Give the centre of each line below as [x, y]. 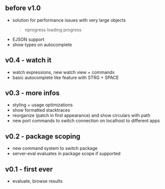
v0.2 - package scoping [43, 136]
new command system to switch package [55, 148]
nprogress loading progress [53, 30]
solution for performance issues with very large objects [69, 20]
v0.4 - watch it [28, 60]
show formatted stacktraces [41, 110]
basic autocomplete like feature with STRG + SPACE [66, 77]
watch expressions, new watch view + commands [63, 72]
